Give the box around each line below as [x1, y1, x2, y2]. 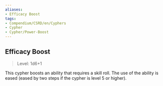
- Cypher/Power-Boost [5, 30, 49, 34]
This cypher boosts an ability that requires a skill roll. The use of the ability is [5, 70, 159, 76]
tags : [5, 16, 16, 21]
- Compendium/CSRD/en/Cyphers [5, 20, 67, 26]
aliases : [5, 7, 23, 12]
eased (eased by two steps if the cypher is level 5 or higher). [5, 75, 127, 81]
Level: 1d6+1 [17, 60, 42, 66]
